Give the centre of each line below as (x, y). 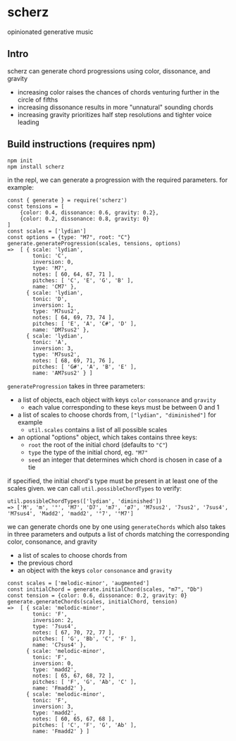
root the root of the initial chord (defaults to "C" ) (98, 444)
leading (29, 122)
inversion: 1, (53, 305)
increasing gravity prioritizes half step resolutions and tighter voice (114, 114)
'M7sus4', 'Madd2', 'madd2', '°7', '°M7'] (70, 513)
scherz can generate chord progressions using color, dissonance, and (109, 71)
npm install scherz (36, 166)
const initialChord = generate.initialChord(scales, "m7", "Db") (105, 589)
